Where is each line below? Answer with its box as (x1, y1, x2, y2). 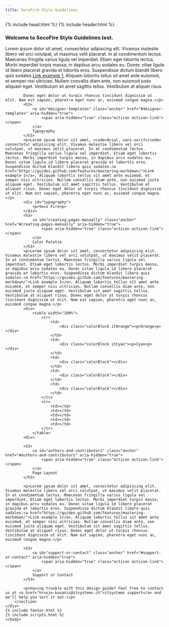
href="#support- (127, 550, 161, 555)
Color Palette (32, 239, 62, 245)
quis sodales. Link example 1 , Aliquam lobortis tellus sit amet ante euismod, (5, 72, 160, 79)
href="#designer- (127, 106, 164, 112)
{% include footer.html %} (5, 608, 62, 613)
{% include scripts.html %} (5, 612, 65, 617)
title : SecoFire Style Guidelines (5, 7, 78, 13)
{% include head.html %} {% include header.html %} (5, 21, 115, 27)
